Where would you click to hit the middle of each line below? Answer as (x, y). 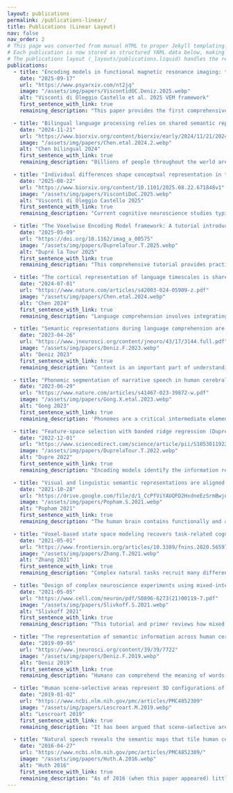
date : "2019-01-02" (48, 695)
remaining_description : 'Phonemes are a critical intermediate (113, 419)
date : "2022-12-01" (48, 438)
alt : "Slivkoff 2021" (51, 611)
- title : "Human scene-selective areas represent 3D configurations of (119, 688)
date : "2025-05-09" (48, 232)
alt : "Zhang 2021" (46, 560)
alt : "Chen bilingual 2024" (60, 149)
